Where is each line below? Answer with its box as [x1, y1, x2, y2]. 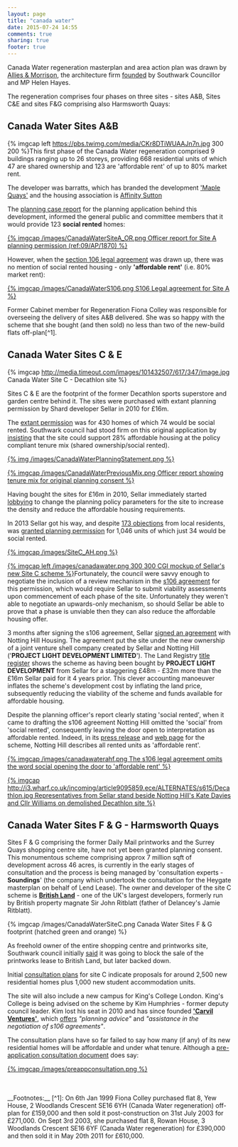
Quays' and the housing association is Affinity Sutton [7, 190, 162, 200]
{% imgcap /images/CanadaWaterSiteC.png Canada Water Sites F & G [7, 920, 212, 929]
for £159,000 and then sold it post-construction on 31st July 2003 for [21, 1109, 224, 1118]
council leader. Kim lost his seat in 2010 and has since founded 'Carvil [7, 1007, 214, 1016]
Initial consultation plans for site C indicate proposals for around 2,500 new [7, 970, 227, 979]
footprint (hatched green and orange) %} [7, 927, 127, 936]
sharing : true [7, 37, 50, 44]
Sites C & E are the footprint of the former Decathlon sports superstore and [7, 389, 227, 398]
